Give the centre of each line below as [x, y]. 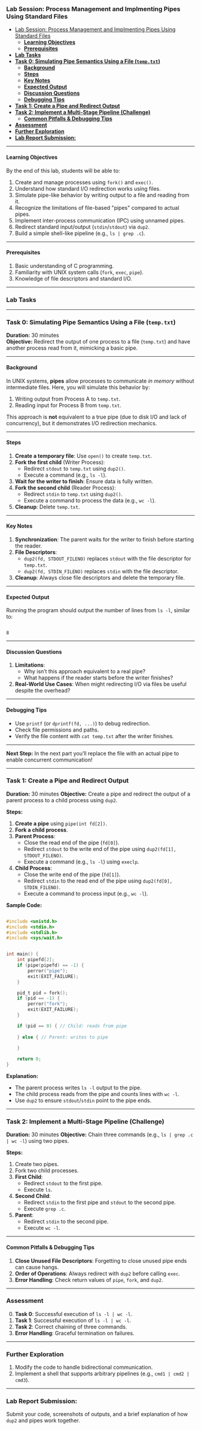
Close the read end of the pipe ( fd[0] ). [71, 842]
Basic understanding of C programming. [64, 266]
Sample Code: [24, 905]
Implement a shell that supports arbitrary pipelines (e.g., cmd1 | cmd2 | [102, 1374]
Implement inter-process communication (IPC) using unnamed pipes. [100, 220]
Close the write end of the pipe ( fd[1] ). [72, 874]
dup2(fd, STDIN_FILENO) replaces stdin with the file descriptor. [101, 571]
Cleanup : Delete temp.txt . [47, 507]
